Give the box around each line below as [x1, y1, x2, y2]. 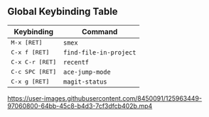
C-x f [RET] [11, 49, 50, 56]
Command [81, 26, 118, 36]
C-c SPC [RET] [11, 68, 57, 76]
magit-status [63, 77, 107, 86]
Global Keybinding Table [7, 6, 119, 18]
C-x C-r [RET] [11, 58, 57, 66]
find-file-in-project [63, 48, 136, 56]
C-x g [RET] [11, 78, 50, 86]
